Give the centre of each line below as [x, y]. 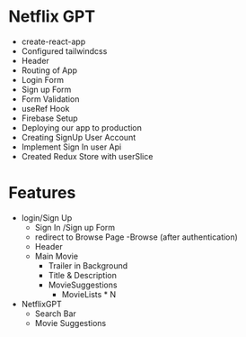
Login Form [43, 79]
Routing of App [49, 70]
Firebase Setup [49, 118]
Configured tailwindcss [64, 50]
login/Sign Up [47, 217]
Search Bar [56, 314]
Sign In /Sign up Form [75, 227]
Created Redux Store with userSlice [87, 156]
